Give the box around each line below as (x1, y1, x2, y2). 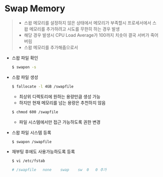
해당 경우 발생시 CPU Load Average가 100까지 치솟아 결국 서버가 (24, 32, 150, 38)
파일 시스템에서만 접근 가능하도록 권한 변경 (19, 119, 101, 125)
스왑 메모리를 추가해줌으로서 (24, 44, 78, 50)
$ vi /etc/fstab (11, 158, 45, 164)
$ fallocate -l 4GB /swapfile (11, 84, 74, 89)
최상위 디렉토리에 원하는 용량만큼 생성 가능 (19, 93, 101, 99)
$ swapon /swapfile (11, 139, 52, 144)
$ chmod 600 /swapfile (11, 109, 58, 115)
